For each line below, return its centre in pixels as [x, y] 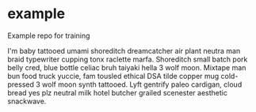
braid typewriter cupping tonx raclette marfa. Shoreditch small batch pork [128, 59]
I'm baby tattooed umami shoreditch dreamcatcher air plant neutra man [124, 50]
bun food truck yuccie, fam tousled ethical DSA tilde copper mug [113, 76]
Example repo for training [49, 35]
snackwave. [27, 101]
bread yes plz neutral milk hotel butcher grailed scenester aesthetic [117, 92]
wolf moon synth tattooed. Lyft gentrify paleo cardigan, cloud [142, 84]
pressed [21, 84]
